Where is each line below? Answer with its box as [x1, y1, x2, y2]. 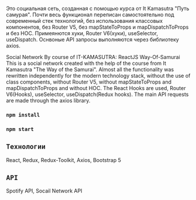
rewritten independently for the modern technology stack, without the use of [6, 73, 191, 79]
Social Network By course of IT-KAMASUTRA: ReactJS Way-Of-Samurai [6, 54, 180, 60]
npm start [6, 126, 34, 132]
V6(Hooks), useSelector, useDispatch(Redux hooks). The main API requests [6, 91, 189, 98]
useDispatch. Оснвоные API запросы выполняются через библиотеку [6, 36, 180, 43]
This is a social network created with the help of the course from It [6, 60, 167, 67]
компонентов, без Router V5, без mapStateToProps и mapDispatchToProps [6, 23, 189, 30]
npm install [6, 111, 40, 118]
